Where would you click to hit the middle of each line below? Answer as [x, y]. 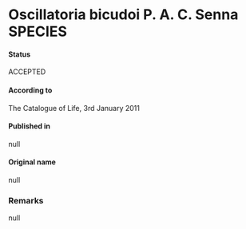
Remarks [26, 200]
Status [20, 54]
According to [30, 90]
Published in [29, 126]
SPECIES [38, 32]
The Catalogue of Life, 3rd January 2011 [74, 108]
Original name [32, 162]
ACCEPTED [27, 72]
